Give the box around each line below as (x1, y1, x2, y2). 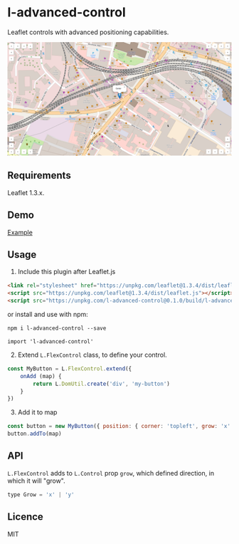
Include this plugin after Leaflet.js (17, 268, 116, 276)
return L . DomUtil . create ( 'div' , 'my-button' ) (33, 380, 171, 387)
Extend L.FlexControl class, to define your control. (17, 350, 167, 359)
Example (7, 228, 33, 236)
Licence (7, 511, 44, 523)
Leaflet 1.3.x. (7, 188, 45, 197)
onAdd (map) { (20, 372, 62, 380)
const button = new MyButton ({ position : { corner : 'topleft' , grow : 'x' (7, 423, 231, 430)
